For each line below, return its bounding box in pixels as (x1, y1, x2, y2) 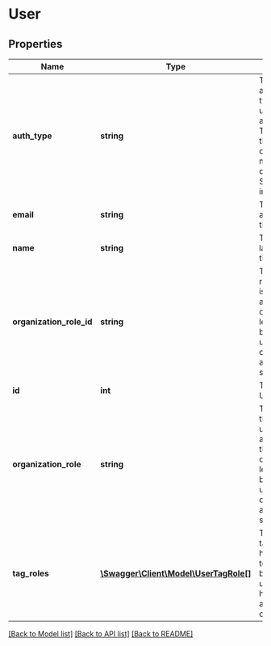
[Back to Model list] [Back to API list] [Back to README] (8, 629, 194, 639)
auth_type (12, 130, 52, 141)
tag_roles (12, 568, 50, 579)
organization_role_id (12, 316, 93, 327)
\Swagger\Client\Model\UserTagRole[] (100, 568, 252, 579)
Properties (8, 37, 63, 51)
